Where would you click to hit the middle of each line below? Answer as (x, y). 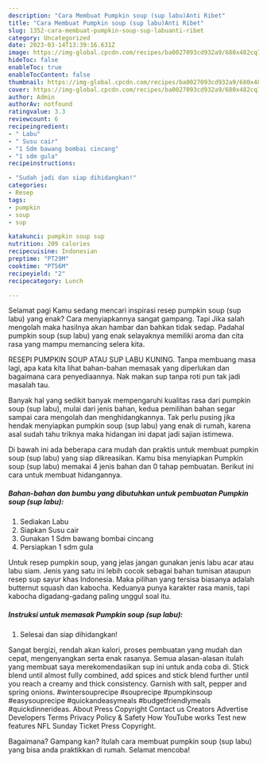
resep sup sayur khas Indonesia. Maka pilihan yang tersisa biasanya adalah (131, 579)
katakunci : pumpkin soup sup (56, 237)
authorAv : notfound (41, 104)
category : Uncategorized (49, 38)
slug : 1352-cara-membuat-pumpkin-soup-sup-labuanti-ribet (106, 30)
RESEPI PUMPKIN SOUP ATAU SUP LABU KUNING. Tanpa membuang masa (132, 360)
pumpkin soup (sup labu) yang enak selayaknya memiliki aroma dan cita (126, 336)
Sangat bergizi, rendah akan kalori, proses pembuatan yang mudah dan (125, 650)
